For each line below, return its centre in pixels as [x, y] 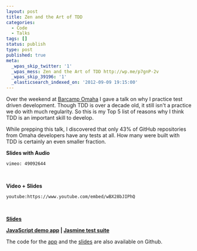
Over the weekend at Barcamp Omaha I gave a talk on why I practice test [94, 99]
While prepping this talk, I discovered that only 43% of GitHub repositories [96, 129]
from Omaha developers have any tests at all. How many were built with [93, 135]
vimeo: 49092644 [26, 164]
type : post [19, 50]
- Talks [21, 33]
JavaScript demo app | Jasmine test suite [58, 230]
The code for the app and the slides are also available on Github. [84, 242]
